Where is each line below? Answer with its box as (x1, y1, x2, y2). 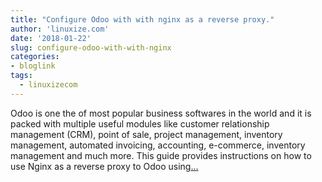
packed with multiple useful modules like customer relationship (10, 117, 270, 130)
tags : (10, 71, 33, 81)
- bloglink (10, 61, 56, 71)
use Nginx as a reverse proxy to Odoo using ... (10, 160, 199, 172)
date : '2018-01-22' (10, 33, 92, 43)
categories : (10, 52, 60, 62)
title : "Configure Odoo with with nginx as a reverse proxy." (10, 14, 275, 25)
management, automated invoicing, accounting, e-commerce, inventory (10, 139, 306, 151)
